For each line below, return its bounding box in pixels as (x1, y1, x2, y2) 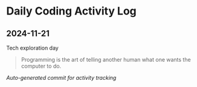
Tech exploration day (6, 44, 59, 51)
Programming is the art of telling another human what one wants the (21, 56, 192, 63)
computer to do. (21, 62, 62, 69)
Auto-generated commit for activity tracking (6, 74, 117, 81)
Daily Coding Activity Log (6, 4, 137, 18)
